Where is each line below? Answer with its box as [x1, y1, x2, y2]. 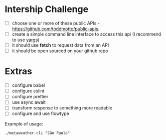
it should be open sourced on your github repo [12, 48, 108, 54]
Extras [5, 66, 32, 77]
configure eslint [12, 88, 45, 94]
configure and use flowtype [12, 110, 70, 116]
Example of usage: [5, 120, 44, 126]
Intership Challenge [5, 4, 89, 15]
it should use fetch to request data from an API [12, 42, 109, 48]
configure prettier [12, 94, 49, 100]
